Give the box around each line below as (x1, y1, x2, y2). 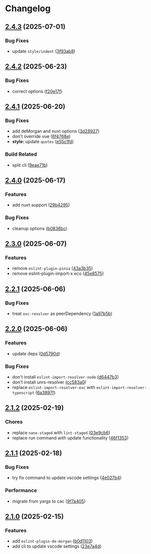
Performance (5, 487, 38, 494)
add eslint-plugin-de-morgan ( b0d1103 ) (12, 538, 93, 544)
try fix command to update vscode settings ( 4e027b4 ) (12, 475, 122, 481)
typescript (12, 390, 35, 395)
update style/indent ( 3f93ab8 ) (12, 48, 76, 54)
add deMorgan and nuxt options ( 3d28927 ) (12, 128, 100, 134)
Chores (5, 418, 23, 425)
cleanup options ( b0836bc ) (12, 225, 67, 231)
